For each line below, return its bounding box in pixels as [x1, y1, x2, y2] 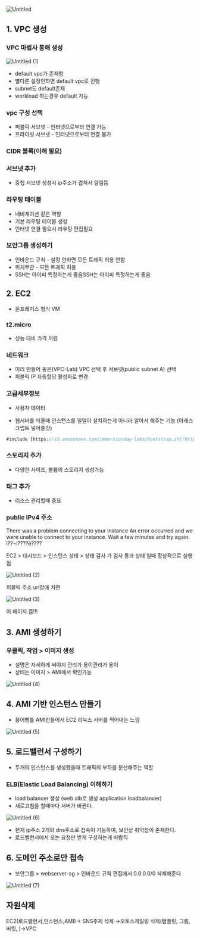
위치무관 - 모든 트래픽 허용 [14, 263, 76, 270]
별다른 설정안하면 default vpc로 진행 [14, 77, 100, 85]
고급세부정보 [6, 389, 40, 398]
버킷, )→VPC [6, 925, 37, 932]
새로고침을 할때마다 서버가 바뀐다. [14, 802, 93, 809]
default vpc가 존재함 [14, 70, 64, 77]
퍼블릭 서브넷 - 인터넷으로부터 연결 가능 [14, 123, 107, 130]
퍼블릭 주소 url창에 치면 [6, 584, 61, 591]
